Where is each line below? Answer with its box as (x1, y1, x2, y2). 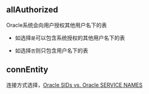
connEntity (6, 65, 49, 75)
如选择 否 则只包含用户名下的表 (14, 47, 88, 54)
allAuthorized (6, 5, 58, 15)
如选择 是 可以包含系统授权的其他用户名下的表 (14, 34, 125, 41)
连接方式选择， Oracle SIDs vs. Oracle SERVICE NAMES (6, 81, 143, 89)
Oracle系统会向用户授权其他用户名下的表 (6, 21, 107, 29)
